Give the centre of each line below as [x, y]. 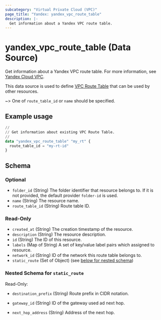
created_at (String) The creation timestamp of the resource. [72, 229]
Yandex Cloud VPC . [25, 77]
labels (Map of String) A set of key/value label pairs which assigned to [83, 245]
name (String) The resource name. [46, 200]
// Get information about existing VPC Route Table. [60, 132]
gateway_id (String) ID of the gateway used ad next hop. [69, 303]
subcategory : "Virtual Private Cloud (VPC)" [51, 10]
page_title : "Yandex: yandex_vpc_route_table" [53, 14]
